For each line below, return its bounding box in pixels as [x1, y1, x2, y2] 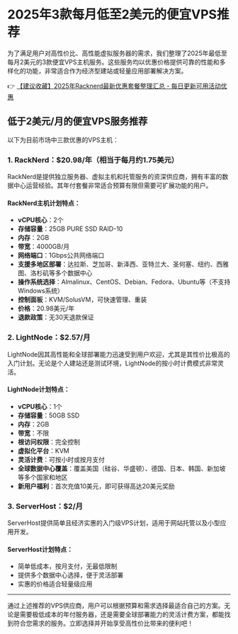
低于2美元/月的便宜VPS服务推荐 [7, 115, 148, 127]
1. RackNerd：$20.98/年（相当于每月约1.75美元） [7, 155, 179, 165]
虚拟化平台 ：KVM [17, 446, 69, 455]
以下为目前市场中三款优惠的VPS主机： [7, 135, 119, 144]
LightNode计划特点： [7, 385, 70, 393]
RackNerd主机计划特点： [7, 199, 81, 207]
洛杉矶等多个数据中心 [30, 269, 93, 277]
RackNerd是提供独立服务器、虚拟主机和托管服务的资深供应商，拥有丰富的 [7, 173, 222, 181]
